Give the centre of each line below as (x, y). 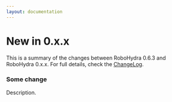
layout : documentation (34, 12)
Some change (27, 79)
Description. (21, 92)
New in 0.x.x (38, 41)
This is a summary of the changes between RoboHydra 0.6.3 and (86, 58)
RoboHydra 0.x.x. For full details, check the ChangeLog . (75, 64)
